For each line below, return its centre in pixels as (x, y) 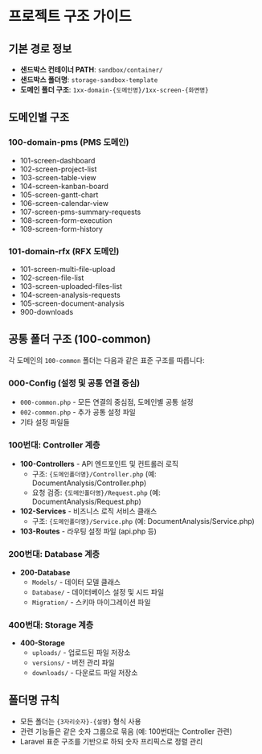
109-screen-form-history (61, 229)
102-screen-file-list (52, 278)
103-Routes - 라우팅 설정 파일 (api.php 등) (88, 531)
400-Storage (43, 643)
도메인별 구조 (39, 117)
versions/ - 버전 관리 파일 (73, 662)
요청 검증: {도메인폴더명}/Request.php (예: (96, 492)
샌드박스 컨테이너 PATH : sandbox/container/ (91, 70)
